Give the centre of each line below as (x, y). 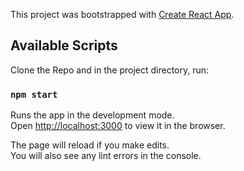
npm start (34, 94)
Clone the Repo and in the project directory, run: (110, 70)
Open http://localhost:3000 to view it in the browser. (118, 126)
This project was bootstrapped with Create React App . (122, 14)
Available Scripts (64, 45)
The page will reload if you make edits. (90, 145)
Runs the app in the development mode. (92, 115)
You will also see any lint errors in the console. (106, 156)
